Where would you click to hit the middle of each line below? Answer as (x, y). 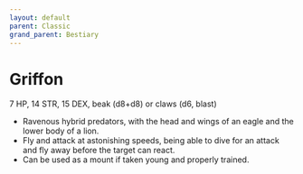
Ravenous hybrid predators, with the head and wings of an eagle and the (158, 122)
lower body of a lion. (61, 131)
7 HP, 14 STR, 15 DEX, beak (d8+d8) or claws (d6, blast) (113, 104)
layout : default (40, 18)
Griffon (37, 79)
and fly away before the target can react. (99, 151)
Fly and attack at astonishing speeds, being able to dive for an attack (151, 141)
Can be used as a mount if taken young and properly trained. (136, 160)
